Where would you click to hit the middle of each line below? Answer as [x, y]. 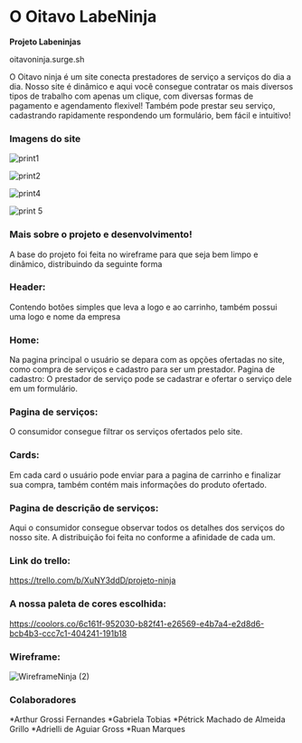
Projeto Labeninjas [45, 42]
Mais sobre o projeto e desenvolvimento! [101, 234]
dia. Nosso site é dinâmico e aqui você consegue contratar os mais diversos [151, 86]
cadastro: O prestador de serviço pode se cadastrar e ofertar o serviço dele [151, 379]
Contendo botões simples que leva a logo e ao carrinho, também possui [143, 307]
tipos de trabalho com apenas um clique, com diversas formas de [132, 96]
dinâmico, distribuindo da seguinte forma [86, 263]
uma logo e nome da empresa [65, 316]
